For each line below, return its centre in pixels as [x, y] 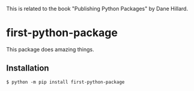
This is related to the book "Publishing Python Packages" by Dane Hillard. [97, 9]
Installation [28, 68]
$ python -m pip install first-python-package [65, 82]
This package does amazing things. [50, 49]
